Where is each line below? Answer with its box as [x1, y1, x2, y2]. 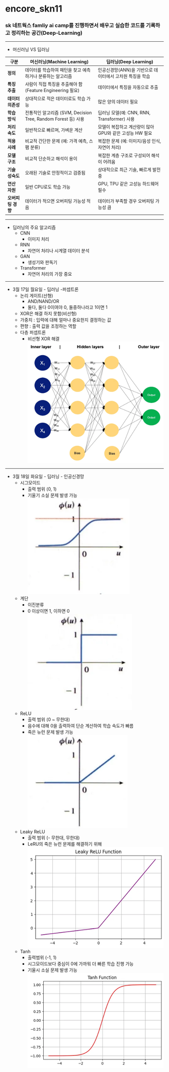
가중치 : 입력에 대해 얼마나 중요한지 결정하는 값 [20, 316, 112, 322]
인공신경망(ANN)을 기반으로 [98, 67, 153, 73]
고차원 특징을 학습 [115, 73, 150, 79]
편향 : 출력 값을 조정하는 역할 [20, 323, 76, 329]
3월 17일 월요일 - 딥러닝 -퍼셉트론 [12, 286, 79, 292]
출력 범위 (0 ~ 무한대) [27, 716, 70, 722]
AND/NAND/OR [27, 298, 59, 304]
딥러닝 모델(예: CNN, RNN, [98, 109, 151, 116]
